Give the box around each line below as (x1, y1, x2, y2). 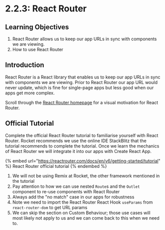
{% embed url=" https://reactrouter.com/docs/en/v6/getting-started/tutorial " (5, 157, 161, 164)
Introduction (5, 61, 45, 70)
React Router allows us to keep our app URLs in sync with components (12, 36, 157, 42)
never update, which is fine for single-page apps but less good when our (5, 84, 154, 90)
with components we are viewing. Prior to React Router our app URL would (5, 79, 158, 85)
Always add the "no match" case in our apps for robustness (12, 194, 135, 200)
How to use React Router (12, 47, 63, 52)
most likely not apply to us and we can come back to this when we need (12, 215, 160, 221)
